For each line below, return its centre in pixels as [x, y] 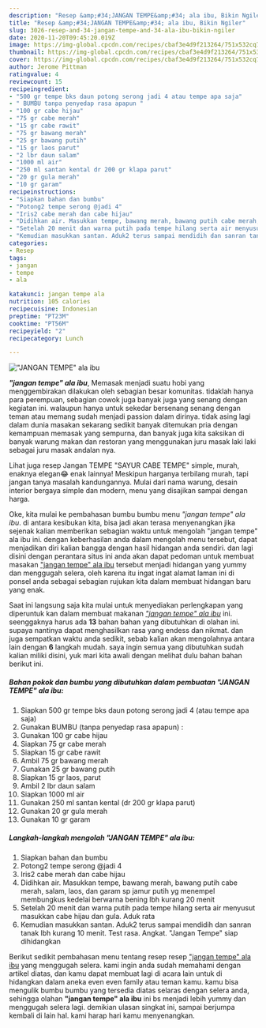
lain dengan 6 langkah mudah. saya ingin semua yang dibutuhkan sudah [126, 647]
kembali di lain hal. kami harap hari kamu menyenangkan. [102, 1015]
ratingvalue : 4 [34, 74]
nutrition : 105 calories [50, 302]
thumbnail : [27, 52]
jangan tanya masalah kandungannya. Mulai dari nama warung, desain [123, 482]
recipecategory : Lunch [46, 338]
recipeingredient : [39, 89]
